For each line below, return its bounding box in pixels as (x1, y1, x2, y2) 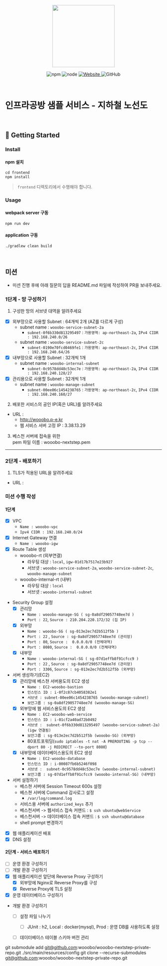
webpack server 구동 (5, 210, 49, 215)
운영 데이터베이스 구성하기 (12, 892, 64, 898)
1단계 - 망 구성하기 (5, 296, 46, 303)
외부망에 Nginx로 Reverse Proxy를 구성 (19, 879, 97, 885)
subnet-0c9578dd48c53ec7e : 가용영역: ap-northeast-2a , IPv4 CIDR (27, 366, 159, 372)
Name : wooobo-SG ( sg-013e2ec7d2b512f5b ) (27, 629, 119, 634)
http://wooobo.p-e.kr (19, 417, 63, 423)
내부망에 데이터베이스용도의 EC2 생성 (19, 750, 92, 755)
